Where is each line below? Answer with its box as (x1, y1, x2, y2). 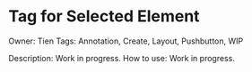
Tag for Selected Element (8, 6, 200, 27)
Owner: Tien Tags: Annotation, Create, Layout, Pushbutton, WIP (8, 36, 244, 46)
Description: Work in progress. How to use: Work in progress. (8, 52, 235, 63)
